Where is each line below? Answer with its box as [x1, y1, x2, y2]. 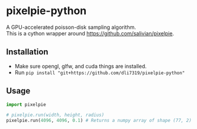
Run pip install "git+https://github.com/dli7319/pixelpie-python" [14, 69, 185, 76]
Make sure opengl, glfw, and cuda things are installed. [14, 62, 147, 70]
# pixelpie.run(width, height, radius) [6, 112, 105, 118]
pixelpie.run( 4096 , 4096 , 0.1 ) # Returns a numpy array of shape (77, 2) [6, 118, 192, 124]
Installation [6, 47, 49, 57]
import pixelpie [6, 101, 46, 107]
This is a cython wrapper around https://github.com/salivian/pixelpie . [6, 29, 175, 37]
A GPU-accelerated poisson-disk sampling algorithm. [6, 24, 136, 31]
